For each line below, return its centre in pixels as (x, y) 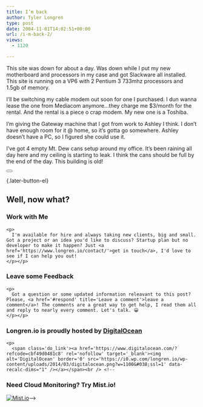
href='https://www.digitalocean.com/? (128, 349)
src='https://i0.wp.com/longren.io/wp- (138, 359)
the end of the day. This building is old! (55, 161)
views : (15, 40)
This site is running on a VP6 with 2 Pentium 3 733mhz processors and (95, 81)
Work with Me (27, 217)
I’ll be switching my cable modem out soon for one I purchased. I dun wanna (101, 99)
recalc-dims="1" (27, 370)
